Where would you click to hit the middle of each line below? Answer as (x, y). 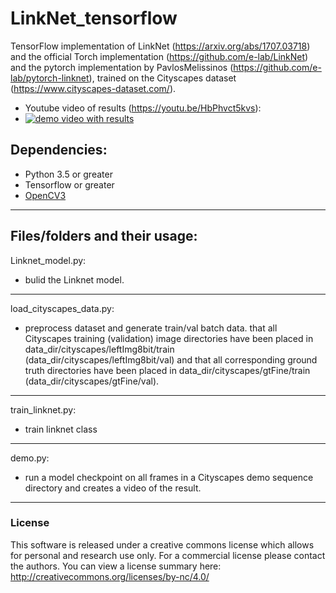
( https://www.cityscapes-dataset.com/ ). (93, 88)
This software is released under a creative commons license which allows (162, 544)
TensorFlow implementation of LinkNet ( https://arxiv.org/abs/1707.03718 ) (160, 46)
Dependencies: (59, 150)
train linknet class (61, 429)
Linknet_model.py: (48, 260)
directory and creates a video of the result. (113, 488)
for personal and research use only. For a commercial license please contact (168, 555)
